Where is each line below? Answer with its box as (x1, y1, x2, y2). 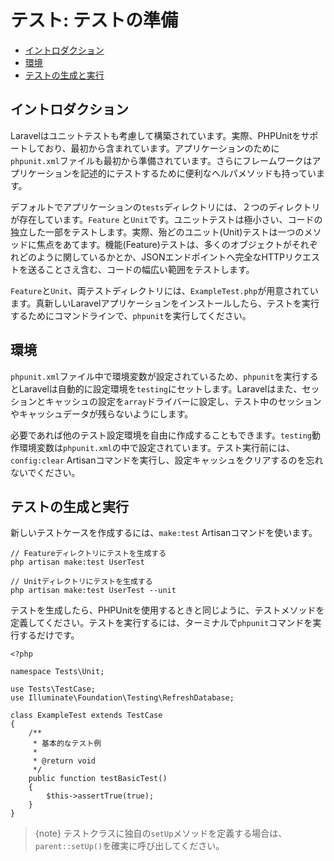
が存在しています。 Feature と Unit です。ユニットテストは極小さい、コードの (10, 213, 323, 225)
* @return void (32, 756, 97, 766)
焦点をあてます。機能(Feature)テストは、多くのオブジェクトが (36, 238, 292, 250)
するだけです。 (18, 629, 80, 641)
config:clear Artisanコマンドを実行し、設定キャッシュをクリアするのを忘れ (10, 454, 324, 466)
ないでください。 (10, 466, 81, 478)
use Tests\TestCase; (10, 684, 97, 695)
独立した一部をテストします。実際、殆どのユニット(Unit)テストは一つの (10, 226, 305, 238)
